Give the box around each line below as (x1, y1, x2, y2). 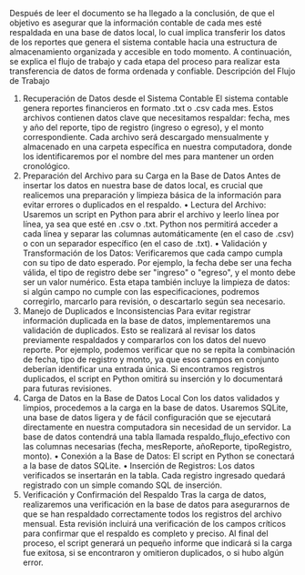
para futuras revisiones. (22, 383, 112, 394)
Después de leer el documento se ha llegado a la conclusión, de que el (9, 8, 275, 18)
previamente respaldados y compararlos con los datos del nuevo (22, 335, 267, 345)
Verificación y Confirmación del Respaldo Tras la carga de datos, (22, 489, 267, 499)
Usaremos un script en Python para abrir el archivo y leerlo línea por (22, 209, 280, 219)
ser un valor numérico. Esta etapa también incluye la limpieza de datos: (22, 277, 290, 287)
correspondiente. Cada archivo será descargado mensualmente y (22, 132, 269, 142)
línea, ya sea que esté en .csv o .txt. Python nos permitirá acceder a (22, 218, 279, 229)
